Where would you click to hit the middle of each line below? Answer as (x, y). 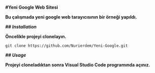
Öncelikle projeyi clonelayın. (36, 36)
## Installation (21, 27)
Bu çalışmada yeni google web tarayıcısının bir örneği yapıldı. (71, 17)
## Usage (16, 55)
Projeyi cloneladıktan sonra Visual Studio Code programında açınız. (78, 65)
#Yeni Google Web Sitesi (32, 7)
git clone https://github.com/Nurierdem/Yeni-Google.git (67, 46)
